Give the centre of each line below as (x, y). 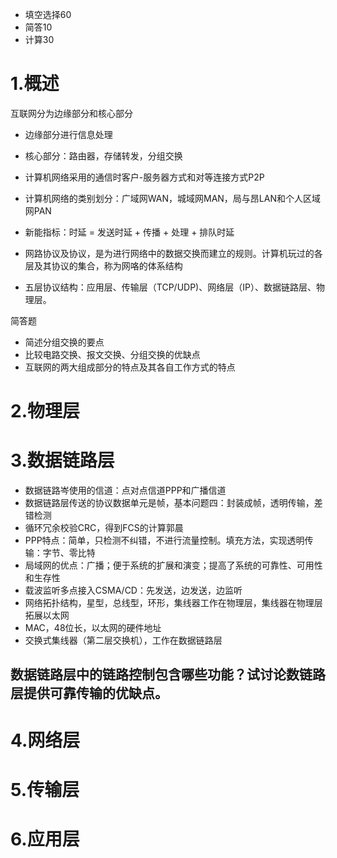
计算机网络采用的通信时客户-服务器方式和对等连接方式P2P (144, 177)
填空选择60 (48, 14)
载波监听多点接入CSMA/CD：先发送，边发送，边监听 (133, 590)
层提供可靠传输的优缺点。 (89, 693)
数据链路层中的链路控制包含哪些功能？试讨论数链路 (168, 674)
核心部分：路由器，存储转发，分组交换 (103, 155)
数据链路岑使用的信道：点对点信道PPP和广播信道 (125, 490)
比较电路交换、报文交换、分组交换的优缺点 (112, 354)
